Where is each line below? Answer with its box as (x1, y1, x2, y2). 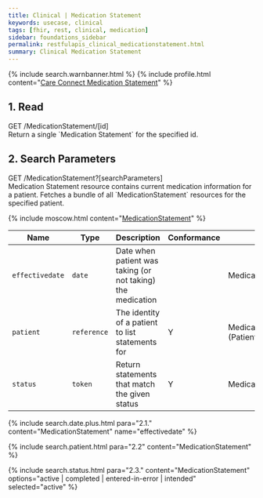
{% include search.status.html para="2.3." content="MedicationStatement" (8, 465, 250, 474)
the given (116, 388, 150, 399)
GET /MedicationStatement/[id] (8, 121, 109, 130)
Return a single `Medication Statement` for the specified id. (8, 129, 199, 139)
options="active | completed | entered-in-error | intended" (8, 474, 196, 483)
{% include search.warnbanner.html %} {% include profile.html (8, 70, 211, 78)
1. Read (8, 100, 45, 114)
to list (116, 326, 136, 337)
